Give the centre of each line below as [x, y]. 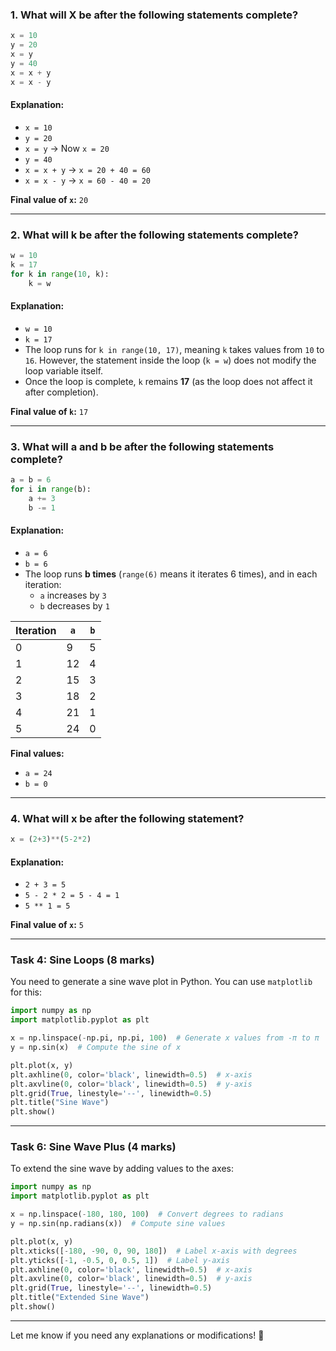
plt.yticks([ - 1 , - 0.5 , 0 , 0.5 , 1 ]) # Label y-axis [120, 1260]
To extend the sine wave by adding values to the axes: [122, 1169]
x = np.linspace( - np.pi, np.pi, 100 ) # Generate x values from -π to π [165, 1038]
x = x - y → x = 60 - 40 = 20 [88, 180]
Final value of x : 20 [49, 199]
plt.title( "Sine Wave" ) [60, 1103]
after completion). [61, 392]
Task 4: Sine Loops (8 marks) [82, 960]
